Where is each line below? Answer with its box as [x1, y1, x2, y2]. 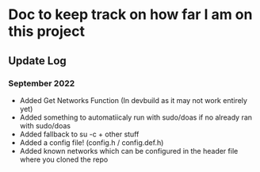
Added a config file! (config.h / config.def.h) [19, 137, 164, 147]
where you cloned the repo [19, 155, 109, 164]
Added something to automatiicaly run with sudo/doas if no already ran [19, 113, 252, 122]
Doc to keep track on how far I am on [8, 6, 253, 24]
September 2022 [8, 78, 75, 89]
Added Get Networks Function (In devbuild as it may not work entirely [19, 95, 248, 105]
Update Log [8, 54, 67, 67]
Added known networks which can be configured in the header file [19, 146, 239, 155]
